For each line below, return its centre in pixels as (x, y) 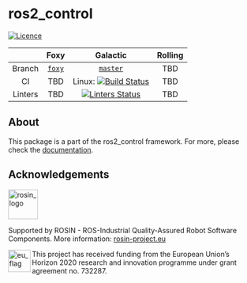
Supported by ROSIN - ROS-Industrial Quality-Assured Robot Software (123, 230)
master (111, 68)
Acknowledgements (59, 175)
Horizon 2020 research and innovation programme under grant (134, 262)
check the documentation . (51, 149)
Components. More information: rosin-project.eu (87, 239)
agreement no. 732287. (69, 270)
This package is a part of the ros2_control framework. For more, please (124, 141)
